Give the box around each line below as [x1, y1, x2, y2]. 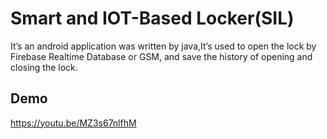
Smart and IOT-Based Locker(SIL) [10, 7, 295, 30]
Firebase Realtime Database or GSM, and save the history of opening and [10, 50, 313, 62]
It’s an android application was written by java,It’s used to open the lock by [10, 40, 317, 52]
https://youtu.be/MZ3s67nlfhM [10, 117, 137, 129]
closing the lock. [10, 61, 78, 73]
